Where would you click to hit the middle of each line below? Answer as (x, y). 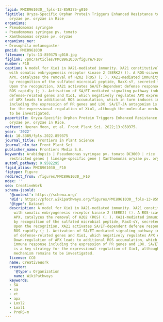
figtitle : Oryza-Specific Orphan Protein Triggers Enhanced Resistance (79, 14)
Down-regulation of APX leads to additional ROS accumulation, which (86, 240)
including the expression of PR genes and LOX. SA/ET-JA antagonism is (83, 104)
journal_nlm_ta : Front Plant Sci (39, 145)
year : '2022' (18, 132)
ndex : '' (14, 181)
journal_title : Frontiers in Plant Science (50, 141)
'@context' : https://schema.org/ (43, 195)
